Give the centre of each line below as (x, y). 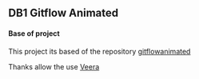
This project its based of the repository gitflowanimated (99, 51)
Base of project (34, 33)
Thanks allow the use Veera (54, 66)
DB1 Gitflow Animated (64, 13)
